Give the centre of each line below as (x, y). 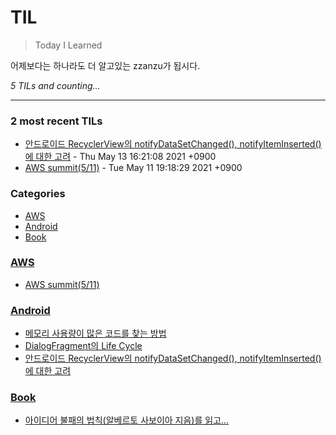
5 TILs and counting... (55, 85)
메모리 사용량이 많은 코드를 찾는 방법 (95, 333)
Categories (38, 194)
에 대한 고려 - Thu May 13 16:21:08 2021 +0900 (120, 157)
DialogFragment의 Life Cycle (83, 346)
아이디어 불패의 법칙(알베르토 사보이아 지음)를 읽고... (127, 420)
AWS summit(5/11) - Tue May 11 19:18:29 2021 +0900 (133, 168)
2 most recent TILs (56, 121)
